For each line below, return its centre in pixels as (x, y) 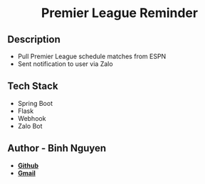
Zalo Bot (30, 126)
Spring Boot (35, 103)
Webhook (32, 118)
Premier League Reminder (120, 13)
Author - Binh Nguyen (57, 148)
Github (28, 166)
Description (34, 39)
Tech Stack (33, 86)
